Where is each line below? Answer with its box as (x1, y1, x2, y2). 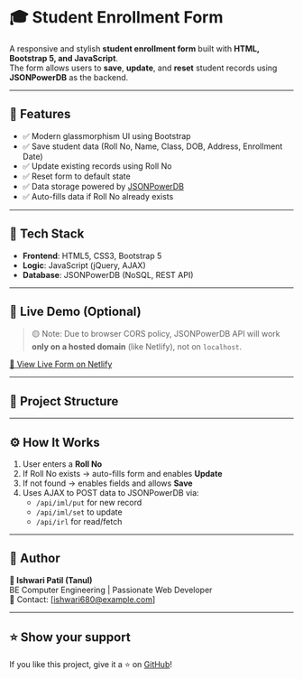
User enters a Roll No (22, 459, 103, 470)
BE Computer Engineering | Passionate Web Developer (9, 584, 213, 595)
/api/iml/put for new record (35, 498, 142, 507)
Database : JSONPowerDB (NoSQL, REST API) (22, 269, 194, 280)
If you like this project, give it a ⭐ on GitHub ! (9, 658, 173, 669)
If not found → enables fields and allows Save (22, 478, 193, 488)
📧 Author (9, 551, 60, 566)
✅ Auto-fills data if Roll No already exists (22, 191, 174, 201)
